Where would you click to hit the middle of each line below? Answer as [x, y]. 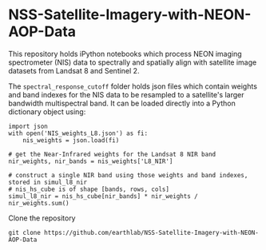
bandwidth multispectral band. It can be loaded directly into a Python [122, 103]
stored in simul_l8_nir [48, 182]
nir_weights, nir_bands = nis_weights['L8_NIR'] [91, 161]
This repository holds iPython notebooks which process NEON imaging [125, 54]
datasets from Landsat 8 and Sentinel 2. [74, 70]
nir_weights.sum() [39, 203]
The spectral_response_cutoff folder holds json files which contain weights [133, 86]
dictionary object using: [47, 111]
